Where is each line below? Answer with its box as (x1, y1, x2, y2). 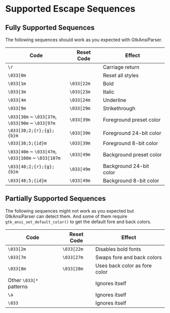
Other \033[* (8, 276, 38, 284)
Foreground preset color (103, 116, 161, 123)
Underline (103, 97, 126, 103)
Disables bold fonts (95, 246, 141, 253)
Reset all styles (103, 72, 139, 79)
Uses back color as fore (95, 262, 152, 269)
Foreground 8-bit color (103, 140, 158, 147)
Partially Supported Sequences (5, 194, 106, 203)
